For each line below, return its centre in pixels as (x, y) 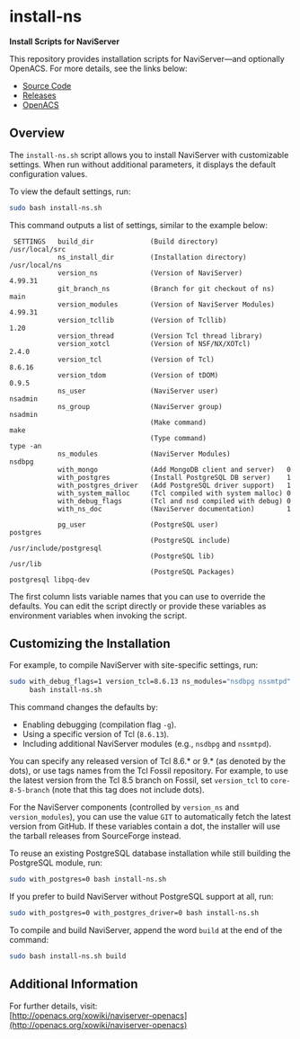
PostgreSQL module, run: (56, 863)
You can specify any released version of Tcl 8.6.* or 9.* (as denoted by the (147, 761)
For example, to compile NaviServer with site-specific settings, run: (134, 665)
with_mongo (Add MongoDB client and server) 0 (174, 469)
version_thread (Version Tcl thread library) (160, 336)
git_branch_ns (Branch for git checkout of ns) (166, 289)
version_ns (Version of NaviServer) (150, 273)
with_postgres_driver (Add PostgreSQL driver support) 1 (174, 485)
